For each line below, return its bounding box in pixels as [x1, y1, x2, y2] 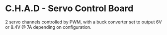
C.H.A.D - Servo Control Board [5, 3, 134, 14]
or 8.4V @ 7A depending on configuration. [5, 24, 92, 30]
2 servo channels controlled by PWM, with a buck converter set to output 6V [5, 19, 162, 25]
